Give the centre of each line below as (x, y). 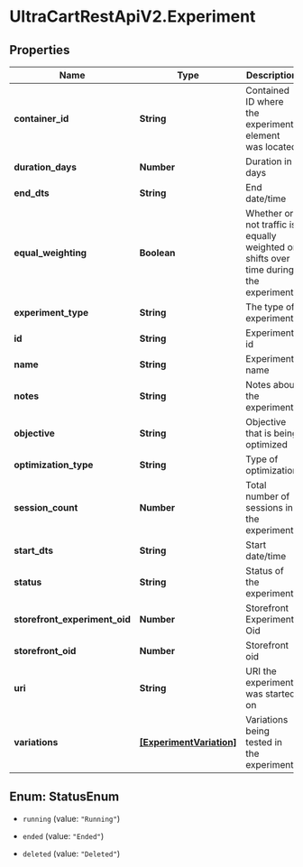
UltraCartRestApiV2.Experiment (133, 17)
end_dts (32, 193)
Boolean (157, 253)
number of (268, 496)
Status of (265, 571)
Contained (268, 90)
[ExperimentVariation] (188, 742)
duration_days (45, 167)
